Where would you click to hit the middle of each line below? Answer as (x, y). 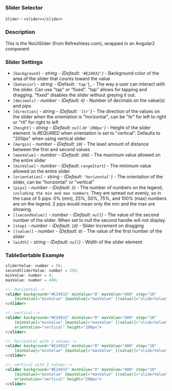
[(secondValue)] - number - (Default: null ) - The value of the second (86, 215)
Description (20, 32)
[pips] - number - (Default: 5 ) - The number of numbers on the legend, (88, 187)
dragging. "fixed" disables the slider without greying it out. (74, 95)
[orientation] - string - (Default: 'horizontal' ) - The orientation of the (88, 176)
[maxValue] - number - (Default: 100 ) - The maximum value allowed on (87, 155)
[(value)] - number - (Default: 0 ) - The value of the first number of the (87, 231)
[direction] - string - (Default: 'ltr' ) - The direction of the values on (86, 111)
